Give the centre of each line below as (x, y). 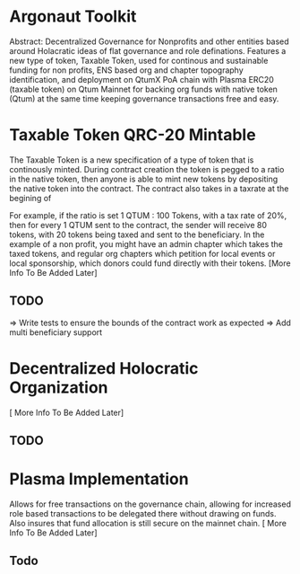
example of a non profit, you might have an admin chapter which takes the (146, 243)
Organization (59, 387)
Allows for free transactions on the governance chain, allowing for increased (150, 504)
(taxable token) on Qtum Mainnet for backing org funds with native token (143, 89)
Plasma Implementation (99, 479)
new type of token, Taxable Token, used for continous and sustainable (139, 60)
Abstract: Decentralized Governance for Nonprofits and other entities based (149, 41)
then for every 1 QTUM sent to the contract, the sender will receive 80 (138, 225)
